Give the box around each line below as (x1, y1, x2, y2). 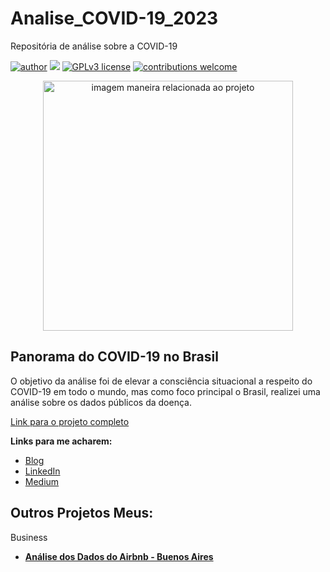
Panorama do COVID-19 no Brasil (10, 348, 219, 366)
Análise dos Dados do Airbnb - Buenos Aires (24, 550, 214, 562)
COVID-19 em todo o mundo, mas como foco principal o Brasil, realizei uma (10, 385, 321, 397)
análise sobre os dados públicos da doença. (10, 396, 192, 408)
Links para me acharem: (10, 435, 113, 447)
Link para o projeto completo (10, 415, 130, 427)
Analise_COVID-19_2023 (10, 7, 219, 30)
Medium (24, 475, 60, 487)
